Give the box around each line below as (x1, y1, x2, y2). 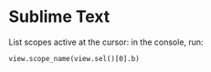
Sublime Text (8, 6, 111, 27)
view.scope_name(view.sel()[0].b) (8, 54, 141, 63)
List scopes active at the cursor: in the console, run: (8, 36, 204, 47)
